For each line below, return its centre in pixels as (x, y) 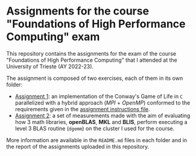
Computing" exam (53, 37)
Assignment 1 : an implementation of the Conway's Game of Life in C (99, 96)
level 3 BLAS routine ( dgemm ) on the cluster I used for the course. (95, 128)
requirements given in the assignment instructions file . (82, 109)
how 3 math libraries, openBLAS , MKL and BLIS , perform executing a (101, 122)
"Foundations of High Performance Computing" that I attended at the (92, 60)
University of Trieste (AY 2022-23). (50, 66)
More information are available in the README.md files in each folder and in (97, 140)
